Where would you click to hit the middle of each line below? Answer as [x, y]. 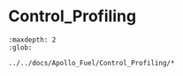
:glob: [20, 47]
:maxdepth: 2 [32, 40]
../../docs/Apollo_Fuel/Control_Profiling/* [91, 63]
